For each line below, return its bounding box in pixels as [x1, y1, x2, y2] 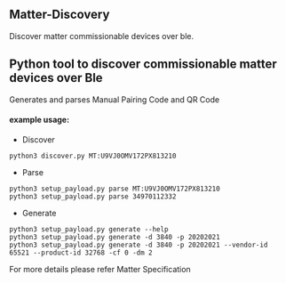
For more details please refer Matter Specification [9, 263, 191, 274]
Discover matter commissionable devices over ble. [9, 30, 195, 41]
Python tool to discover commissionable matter [9, 57, 277, 72]
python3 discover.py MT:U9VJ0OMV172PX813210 [9, 151, 177, 160]
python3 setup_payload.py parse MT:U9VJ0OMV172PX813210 [9, 184, 220, 193]
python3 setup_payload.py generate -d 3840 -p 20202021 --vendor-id [9, 240, 268, 249]
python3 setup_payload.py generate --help [9, 224, 169, 234]
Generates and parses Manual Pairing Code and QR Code [9, 93, 220, 105]
